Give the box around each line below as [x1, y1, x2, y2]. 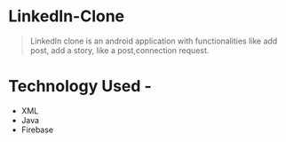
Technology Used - [8, 76, 152, 97]
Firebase [20, 124, 54, 135]
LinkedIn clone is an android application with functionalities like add [29, 35, 278, 46]
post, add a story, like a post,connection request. [29, 44, 210, 55]
